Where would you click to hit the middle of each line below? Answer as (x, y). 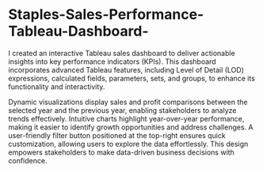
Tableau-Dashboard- (78, 31)
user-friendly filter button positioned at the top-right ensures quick (117, 135)
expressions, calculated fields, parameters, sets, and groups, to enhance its (132, 78)
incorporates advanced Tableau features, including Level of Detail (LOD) (126, 69)
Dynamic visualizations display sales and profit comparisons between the (128, 102)
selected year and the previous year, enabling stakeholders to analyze (122, 110)
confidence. (28, 160)
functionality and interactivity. (57, 86)
